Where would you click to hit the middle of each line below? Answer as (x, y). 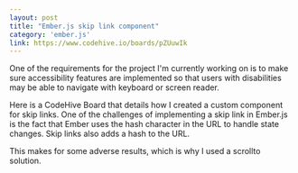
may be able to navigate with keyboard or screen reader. (114, 87)
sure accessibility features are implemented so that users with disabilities (145, 78)
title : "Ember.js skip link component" (84, 26)
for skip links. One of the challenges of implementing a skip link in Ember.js (149, 114)
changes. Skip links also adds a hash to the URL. (100, 134)
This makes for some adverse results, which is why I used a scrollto (135, 151)
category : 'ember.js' (50, 34)
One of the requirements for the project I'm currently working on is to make (149, 68)
